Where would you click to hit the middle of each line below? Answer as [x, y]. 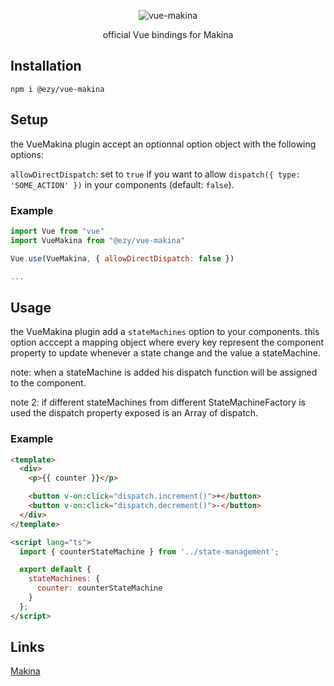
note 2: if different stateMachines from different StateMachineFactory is [158, 402]
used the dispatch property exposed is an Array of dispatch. [134, 413]
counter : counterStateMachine [99, 588]
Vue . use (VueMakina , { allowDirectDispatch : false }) [122, 258]
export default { [55, 570]
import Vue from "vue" [57, 231]
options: [27, 154]
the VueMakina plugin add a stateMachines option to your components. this [165, 332]
